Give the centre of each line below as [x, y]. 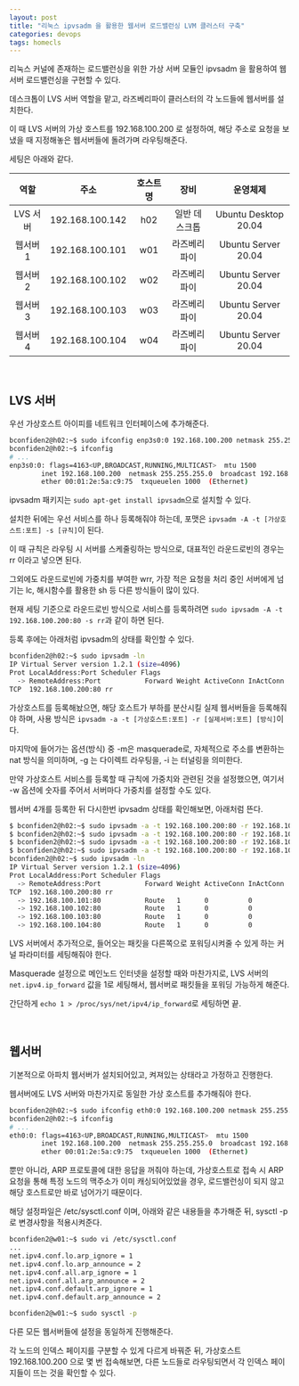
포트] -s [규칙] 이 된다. [65, 530]
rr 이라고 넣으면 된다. [45, 560]
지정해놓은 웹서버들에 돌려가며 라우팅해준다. [111, 140]
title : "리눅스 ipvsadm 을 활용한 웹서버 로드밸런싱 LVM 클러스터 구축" [127, 26]
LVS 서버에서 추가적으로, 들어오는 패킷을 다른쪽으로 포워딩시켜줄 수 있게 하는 [142, 943]
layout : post [33, 17]
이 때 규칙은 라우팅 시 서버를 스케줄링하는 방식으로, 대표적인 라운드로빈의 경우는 [147, 549]
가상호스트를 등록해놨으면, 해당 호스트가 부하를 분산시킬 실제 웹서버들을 [133, 707]
